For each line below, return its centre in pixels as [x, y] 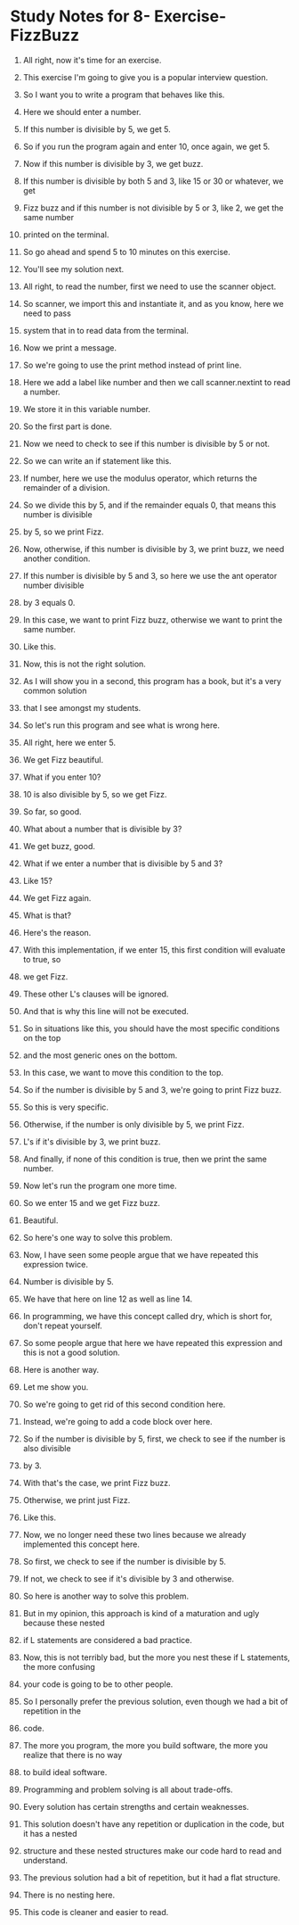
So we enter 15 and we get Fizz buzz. [92, 1202]
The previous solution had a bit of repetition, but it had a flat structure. [152, 1877]
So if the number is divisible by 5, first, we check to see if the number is [154, 1439]
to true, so [42, 959]
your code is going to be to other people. [98, 1684]
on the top [42, 1037]
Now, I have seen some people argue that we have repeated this [141, 1254]
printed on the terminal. [66, 235]
